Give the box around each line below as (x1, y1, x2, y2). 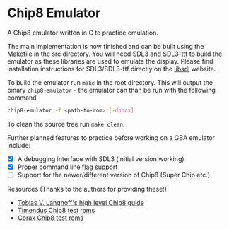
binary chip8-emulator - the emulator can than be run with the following (7, 86, 216, 94)
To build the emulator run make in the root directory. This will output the (7, 78, 213, 86)
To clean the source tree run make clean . (7, 119, 125, 128)
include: (7, 141, 31, 149)
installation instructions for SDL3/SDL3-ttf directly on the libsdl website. (7, 64, 216, 73)
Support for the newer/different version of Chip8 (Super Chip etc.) (17, 170, 211, 179)
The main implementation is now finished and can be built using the (7, 42, 204, 50)
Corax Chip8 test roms (17, 213, 83, 222)
